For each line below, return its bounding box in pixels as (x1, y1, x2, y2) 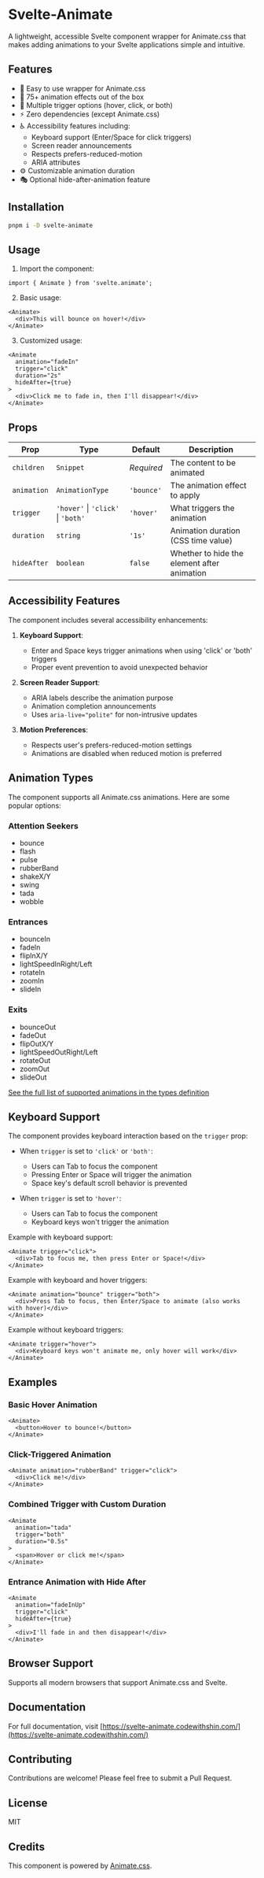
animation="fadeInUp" (15, 1601, 86, 1609)
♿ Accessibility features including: (19, 120, 131, 131)
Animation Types (8, 772, 93, 785)
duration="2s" (15, 372, 61, 380)
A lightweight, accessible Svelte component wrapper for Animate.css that (8, 31, 246, 41)
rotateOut (19, 1055, 51, 1065)
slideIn (19, 984, 42, 994)
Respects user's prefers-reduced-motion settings (31, 740, 192, 750)
